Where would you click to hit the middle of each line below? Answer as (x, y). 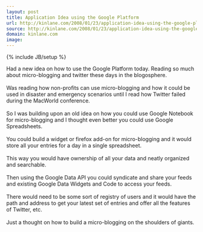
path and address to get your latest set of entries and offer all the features (98, 203)
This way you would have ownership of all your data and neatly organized (98, 158)
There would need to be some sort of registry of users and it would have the (101, 197)
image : (14, 40)
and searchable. (26, 165)
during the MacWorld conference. (48, 101)
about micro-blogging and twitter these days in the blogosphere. (87, 75)
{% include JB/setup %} (36, 57)
